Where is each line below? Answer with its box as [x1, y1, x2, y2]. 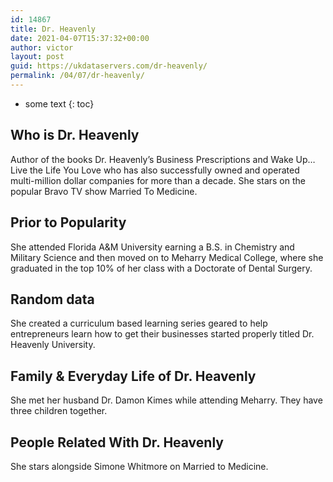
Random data [10, 291, 95, 308]
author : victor [10, 42, 74, 53]
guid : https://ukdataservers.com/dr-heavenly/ [10, 61, 208, 71]
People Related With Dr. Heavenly [10, 434, 224, 451]
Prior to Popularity [10, 214, 127, 231]
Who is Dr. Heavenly [10, 127, 140, 144]
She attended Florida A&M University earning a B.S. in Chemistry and [10, 241, 295, 253]
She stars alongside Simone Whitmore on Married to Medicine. [10, 460, 269, 472]
